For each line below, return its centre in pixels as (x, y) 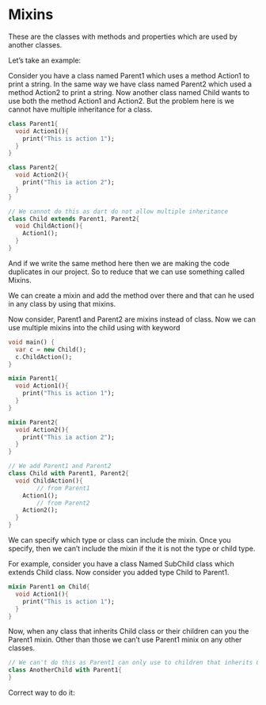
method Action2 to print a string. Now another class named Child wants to (129, 92)
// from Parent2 (63, 503)
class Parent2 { (33, 168)
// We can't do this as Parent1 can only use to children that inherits (131, 663)
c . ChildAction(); (44, 357)
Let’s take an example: (45, 60)
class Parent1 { (33, 124)
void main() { (32, 342)
